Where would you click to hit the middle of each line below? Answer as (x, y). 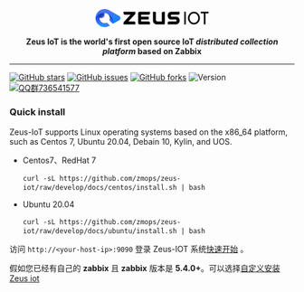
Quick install (38, 112)
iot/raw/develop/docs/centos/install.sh (100, 187)
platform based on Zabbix (152, 52)
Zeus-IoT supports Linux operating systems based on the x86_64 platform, (148, 132)
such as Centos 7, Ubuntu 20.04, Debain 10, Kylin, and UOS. (121, 141)
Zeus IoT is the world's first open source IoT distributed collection (152, 42)
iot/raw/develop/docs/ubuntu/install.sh (100, 231)
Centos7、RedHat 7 (59, 160)
